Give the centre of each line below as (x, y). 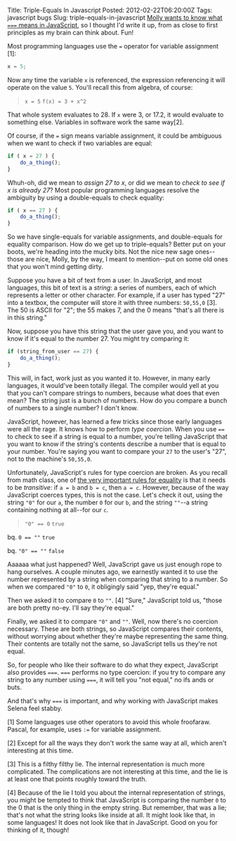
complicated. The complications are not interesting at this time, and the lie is (118, 771)
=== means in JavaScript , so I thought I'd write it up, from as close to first (113, 25)
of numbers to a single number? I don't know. (73, 408)
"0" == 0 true (44, 524)
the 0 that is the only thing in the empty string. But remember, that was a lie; (117, 807)
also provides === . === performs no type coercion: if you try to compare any (117, 672)
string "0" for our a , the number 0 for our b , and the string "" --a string (108, 502)
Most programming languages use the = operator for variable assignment (113, 46)
